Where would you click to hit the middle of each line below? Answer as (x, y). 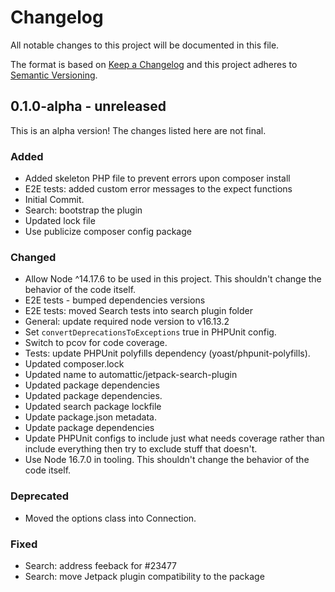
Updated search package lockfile (93, 407)
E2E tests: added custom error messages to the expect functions (158, 189)
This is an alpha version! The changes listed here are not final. (138, 130)
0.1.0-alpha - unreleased (88, 106)
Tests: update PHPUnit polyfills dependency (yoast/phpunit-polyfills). (167, 353)
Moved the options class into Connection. (110, 518)
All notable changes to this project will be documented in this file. (145, 45)
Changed (33, 257)
